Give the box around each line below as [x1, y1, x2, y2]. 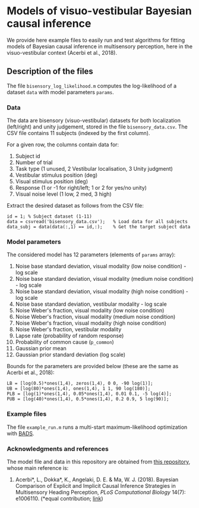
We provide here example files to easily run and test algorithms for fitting [7, 36, 185, 43]
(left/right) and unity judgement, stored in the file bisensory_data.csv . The [7, 123, 188, 130]
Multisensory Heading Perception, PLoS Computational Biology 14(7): [15, 488, 186, 496]
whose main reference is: [7, 464, 69, 471]
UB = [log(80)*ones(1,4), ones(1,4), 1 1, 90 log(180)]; [7, 385, 151, 392]
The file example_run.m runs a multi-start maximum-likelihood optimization [7, 424, 188, 431]
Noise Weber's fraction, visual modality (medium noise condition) [15, 313, 176, 321]
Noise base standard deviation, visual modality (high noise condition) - [15, 288, 189, 295]
